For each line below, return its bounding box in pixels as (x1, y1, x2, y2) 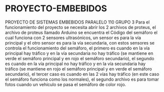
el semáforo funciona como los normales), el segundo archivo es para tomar (5, 76, 159, 82)
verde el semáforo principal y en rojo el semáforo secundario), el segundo (5, 55, 154, 61)
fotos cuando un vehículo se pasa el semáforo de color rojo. (5, 81, 126, 87)
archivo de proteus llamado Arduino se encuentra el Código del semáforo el (5, 29, 158, 35)
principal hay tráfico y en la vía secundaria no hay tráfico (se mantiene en (5, 50, 153, 56)
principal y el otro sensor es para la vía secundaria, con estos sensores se (5, 40, 155, 46)
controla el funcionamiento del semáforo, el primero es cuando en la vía (5, 45, 150, 51)
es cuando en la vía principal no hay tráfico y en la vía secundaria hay (5, 61, 146, 67)
